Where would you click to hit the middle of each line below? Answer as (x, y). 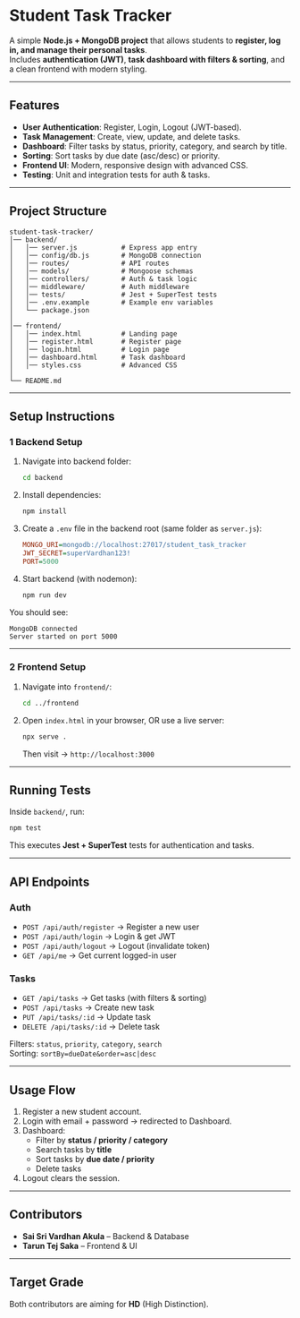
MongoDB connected (43, 629)
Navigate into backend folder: (77, 461)
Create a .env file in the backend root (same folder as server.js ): (142, 528)
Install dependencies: (62, 495)
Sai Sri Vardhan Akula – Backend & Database (106, 1236)
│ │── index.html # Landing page (93, 334)
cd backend (42, 478)
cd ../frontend (50, 703)
